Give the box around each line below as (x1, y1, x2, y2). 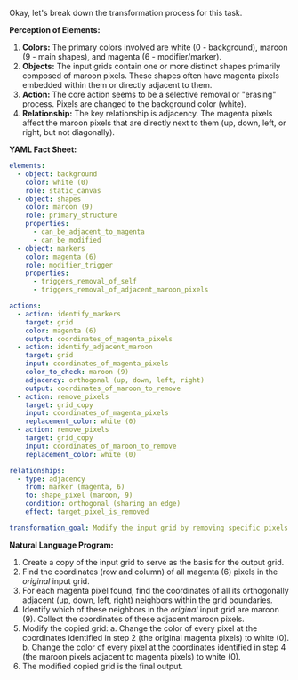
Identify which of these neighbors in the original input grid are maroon (21, 604, 280, 614)
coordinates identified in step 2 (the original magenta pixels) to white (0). (21, 632, 289, 643)
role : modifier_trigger (25, 260, 114, 269)
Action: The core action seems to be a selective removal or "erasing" (21, 89, 277, 100)
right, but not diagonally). (21, 127, 116, 137)
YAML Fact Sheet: (9, 144, 77, 155)
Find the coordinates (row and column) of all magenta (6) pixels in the (21, 566, 278, 577)
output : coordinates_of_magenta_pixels (25, 334, 173, 343)
